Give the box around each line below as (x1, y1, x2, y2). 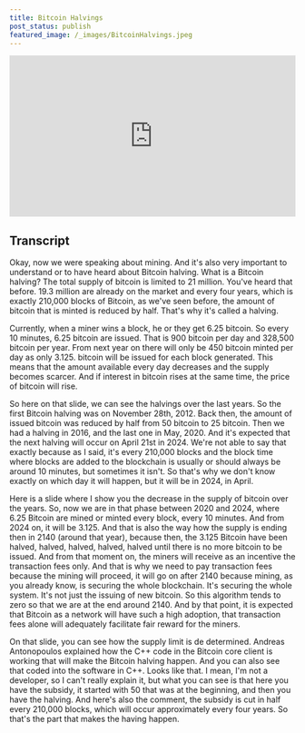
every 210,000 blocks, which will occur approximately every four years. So (9, 704, 289, 715)
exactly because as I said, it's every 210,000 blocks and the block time (9, 447, 274, 458)
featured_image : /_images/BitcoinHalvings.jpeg (9, 30, 193, 39)
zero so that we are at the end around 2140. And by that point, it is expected (9, 599, 293, 610)
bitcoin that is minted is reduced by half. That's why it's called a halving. (9, 305, 279, 316)
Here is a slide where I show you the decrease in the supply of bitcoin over (9, 493, 289, 504)
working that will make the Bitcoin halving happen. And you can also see (9, 656, 280, 667)
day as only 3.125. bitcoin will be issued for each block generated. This (9, 352, 274, 363)
